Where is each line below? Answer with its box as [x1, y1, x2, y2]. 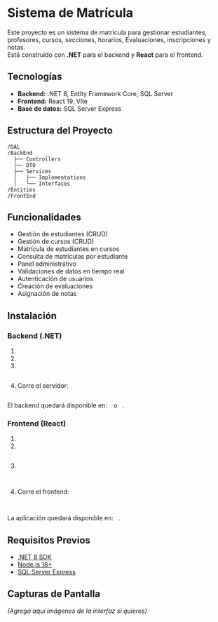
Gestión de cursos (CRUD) [17, 237, 95, 246]
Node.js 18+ [17, 560, 53, 569]
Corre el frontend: [17, 487, 69, 496]
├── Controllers [13, 156, 61, 163]
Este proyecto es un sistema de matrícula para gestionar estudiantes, [7, 28, 207, 36]
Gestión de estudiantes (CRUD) [17, 230, 109, 238]
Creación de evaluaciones [17, 282, 93, 290]
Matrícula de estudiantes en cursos [17, 245, 120, 253]
